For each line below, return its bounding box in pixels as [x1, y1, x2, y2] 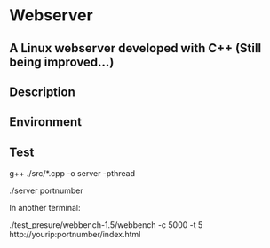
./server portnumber [9, 185, 83, 196]
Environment [9, 114, 83, 129]
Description [9, 84, 75, 99]
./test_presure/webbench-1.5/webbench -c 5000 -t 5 [9, 220, 203, 230]
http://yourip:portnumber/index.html [9, 229, 141, 240]
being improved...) [9, 54, 115, 69]
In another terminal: [9, 203, 82, 213]
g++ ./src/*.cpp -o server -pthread [9, 168, 136, 179]
